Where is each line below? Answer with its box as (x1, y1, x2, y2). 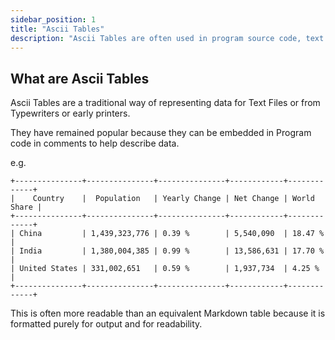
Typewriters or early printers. (10, 107, 131, 120)
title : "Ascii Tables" (10, 24, 105, 34)
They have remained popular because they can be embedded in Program (10, 127, 312, 139)
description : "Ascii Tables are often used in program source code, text (10, 33, 325, 43)
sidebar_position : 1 (10, 14, 97, 25)
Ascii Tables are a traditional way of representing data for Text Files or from (10, 97, 321, 109)
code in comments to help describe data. (10, 137, 180, 150)
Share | (10, 202, 43, 213)
